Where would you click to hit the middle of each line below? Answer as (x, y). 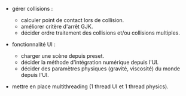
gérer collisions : (32, 9)
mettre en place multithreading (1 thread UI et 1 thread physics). (90, 86)
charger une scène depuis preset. (62, 56)
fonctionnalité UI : (33, 44)
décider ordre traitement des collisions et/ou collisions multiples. (100, 33)
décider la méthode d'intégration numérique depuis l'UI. (90, 62)
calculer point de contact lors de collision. (72, 20)
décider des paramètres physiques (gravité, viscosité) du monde (100, 69)
